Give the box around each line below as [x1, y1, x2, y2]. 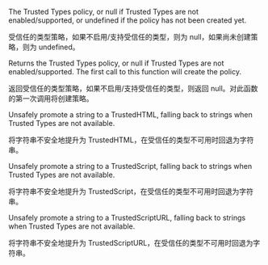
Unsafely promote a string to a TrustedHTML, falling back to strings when [8, 110, 253, 120]
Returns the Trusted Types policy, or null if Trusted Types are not [8, 58, 224, 68]
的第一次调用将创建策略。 [8, 94, 94, 103]
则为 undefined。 [22, 42, 80, 52]
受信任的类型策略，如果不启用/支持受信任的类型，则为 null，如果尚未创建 [8, 32, 252, 41]
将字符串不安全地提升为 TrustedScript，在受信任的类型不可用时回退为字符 [8, 187, 254, 196]
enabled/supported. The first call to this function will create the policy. [8, 67, 242, 76]
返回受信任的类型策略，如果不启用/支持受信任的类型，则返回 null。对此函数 [8, 84, 258, 93]
